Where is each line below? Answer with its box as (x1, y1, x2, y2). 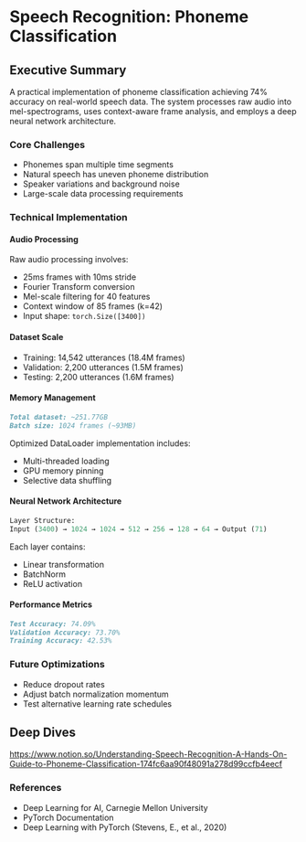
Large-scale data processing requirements (22, 188, 184, 199)
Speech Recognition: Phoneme (9, 6, 249, 27)
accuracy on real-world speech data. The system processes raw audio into (9, 96, 292, 107)
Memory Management (9, 392, 96, 403)
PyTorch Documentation (22, 812, 114, 823)
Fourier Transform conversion (22, 282, 135, 293)
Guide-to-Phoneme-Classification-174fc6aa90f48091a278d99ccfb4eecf (9, 759, 283, 770)
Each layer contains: (9, 541, 86, 552)
